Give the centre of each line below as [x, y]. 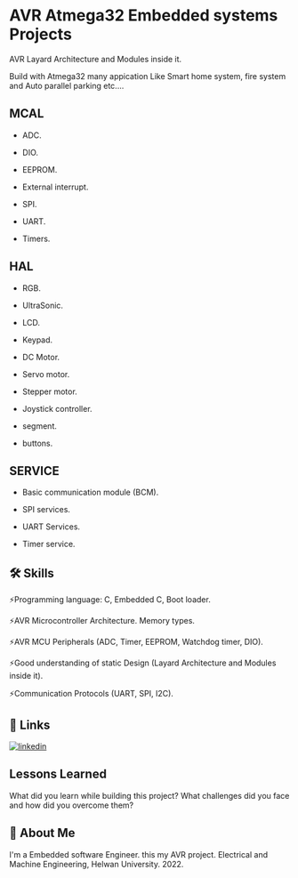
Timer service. [48, 544]
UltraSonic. [43, 305]
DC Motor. [41, 357]
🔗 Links [30, 725]
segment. [40, 426]
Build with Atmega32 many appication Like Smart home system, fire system [148, 76]
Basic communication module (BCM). [90, 492]
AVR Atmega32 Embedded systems [144, 16]
